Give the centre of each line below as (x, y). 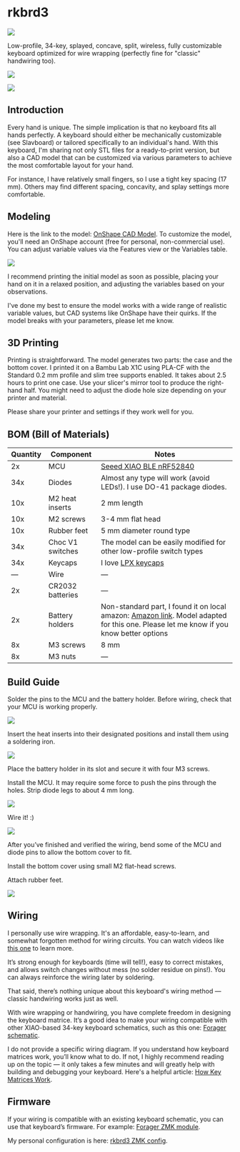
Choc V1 (63, 542)
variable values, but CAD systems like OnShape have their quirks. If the (112, 313)
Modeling (29, 217)
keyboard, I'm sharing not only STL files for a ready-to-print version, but (114, 150)
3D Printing (33, 342)
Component (71, 454)
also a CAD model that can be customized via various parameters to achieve (120, 157)
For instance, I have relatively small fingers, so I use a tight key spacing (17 (117, 179)
